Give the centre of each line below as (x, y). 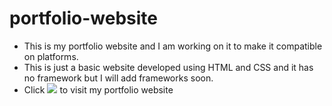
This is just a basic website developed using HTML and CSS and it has (168, 67)
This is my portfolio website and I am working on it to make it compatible (173, 46)
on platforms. (51, 56)
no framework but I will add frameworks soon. (118, 78)
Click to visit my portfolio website (98, 89)
